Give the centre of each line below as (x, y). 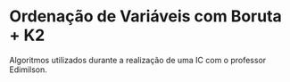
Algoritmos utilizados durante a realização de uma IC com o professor (138, 60)
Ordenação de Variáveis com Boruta (146, 16)
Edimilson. (28, 70)
